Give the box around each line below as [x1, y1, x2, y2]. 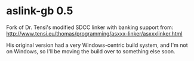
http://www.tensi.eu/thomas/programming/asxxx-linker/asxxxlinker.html [6, 30, 183, 37]
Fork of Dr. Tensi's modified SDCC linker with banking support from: [6, 24, 174, 31]
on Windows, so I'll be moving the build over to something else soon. [6, 47, 175, 54]
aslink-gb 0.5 [6, 4, 73, 18]
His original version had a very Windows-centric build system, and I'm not [6, 41, 188, 49]
